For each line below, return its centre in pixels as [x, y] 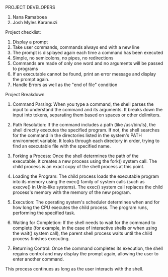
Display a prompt [30, 42]
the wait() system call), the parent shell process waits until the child [82, 233]
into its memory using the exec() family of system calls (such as [78, 182]
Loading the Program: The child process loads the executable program [86, 176]
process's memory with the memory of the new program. [72, 192]
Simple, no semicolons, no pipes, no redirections [63, 58]
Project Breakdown [25, 94]
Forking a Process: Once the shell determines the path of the [76, 156]
